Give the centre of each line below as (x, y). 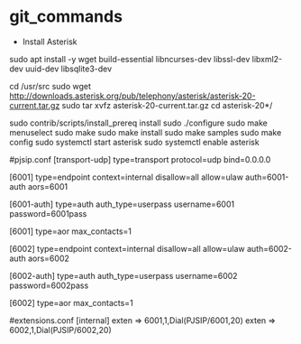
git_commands (66, 17)
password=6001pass (48, 213)
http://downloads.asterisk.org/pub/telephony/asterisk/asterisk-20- (132, 96)
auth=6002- (269, 248)
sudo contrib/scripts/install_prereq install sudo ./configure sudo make (138, 123)
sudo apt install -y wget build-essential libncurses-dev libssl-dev (130, 59)
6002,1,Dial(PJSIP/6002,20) (60, 330)
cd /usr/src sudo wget (50, 86)
